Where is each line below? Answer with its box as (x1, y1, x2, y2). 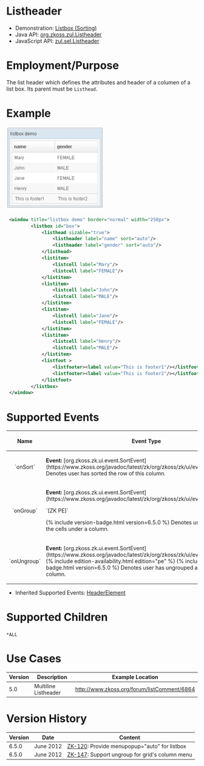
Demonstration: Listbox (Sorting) (15, 24, 97, 32)
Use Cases (6, 652, 62, 666)
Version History (6, 712, 87, 726)
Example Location (112, 674, 159, 681)
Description (37, 674, 68, 681)
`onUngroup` (8, 557, 41, 565)
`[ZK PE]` (46, 507, 69, 514)
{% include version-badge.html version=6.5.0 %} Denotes (46, 519, 192, 526)
